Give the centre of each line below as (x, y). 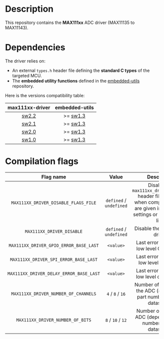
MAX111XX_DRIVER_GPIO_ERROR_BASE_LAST (54, 245)
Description (29, 9)
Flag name (54, 177)
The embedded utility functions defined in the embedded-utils (76, 81)
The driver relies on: (25, 61)
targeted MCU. (27, 75)
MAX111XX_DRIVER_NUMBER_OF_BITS (54, 320)
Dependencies (35, 48)
